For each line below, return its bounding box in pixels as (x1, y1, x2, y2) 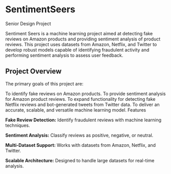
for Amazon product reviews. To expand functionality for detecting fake (5, 96, 156, 102)
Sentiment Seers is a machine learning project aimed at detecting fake (5, 30, 153, 36)
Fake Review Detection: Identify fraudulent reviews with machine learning (5, 117, 162, 123)
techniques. (5, 122, 30, 128)
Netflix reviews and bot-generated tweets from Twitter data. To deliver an (5, 101, 160, 107)
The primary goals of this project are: (5, 80, 84, 86)
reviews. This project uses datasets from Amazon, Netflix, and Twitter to (5, 41, 157, 47)
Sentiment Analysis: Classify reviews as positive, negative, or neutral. (5, 132, 154, 138)
